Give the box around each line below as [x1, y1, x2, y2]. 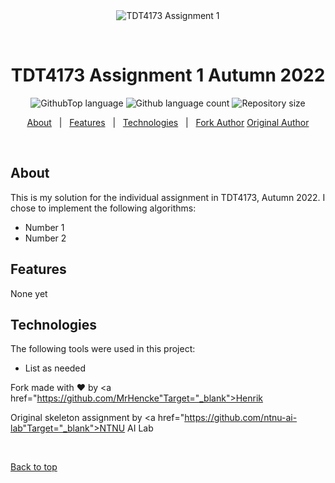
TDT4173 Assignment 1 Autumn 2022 [10, 64, 326, 87]
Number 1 [24, 221, 65, 233]
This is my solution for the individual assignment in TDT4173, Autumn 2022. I [10, 191, 326, 203]
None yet [10, 287, 48, 299]
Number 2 [24, 232, 67, 244]
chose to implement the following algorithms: [10, 202, 197, 214]
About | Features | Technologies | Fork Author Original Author [26, 116, 310, 128]
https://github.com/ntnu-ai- [184, 412, 298, 424]
